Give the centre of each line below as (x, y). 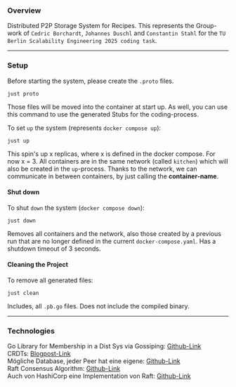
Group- (206, 26)
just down (22, 221)
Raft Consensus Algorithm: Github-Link (64, 369)
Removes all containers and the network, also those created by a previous (114, 233)
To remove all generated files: (50, 280)
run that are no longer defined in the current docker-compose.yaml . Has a (112, 241)
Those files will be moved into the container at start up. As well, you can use (118, 107)
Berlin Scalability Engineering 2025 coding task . (82, 41)
